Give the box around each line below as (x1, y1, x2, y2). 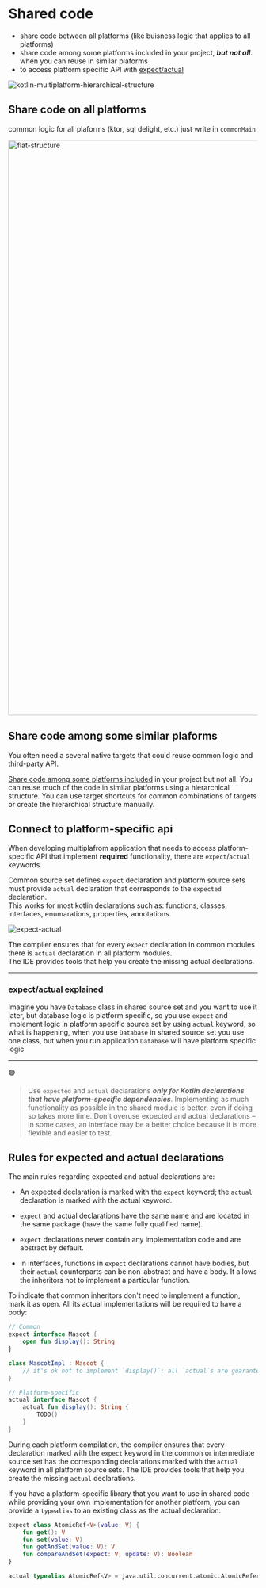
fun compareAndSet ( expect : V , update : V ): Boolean (22, 1551, 193, 1559)
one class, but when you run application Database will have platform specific (8, 1035, 256, 1045)
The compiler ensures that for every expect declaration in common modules (8, 940, 256, 950)
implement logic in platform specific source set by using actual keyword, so (8, 1019, 256, 1028)
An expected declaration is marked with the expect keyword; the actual (19, 1187, 253, 1197)
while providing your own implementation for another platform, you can (8, 1497, 240, 1506)
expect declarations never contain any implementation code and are (19, 1234, 241, 1245)
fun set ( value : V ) (22, 1536, 83, 1544)
